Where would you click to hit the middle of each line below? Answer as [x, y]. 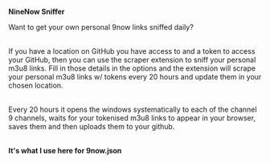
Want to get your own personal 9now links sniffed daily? [101, 27]
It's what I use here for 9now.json [65, 151]
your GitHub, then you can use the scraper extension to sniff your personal [132, 60]
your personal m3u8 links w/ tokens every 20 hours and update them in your [135, 77]
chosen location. [36, 85]
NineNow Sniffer [37, 12]
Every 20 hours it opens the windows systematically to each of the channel [133, 109]
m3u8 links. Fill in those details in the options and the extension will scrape [132, 68]
